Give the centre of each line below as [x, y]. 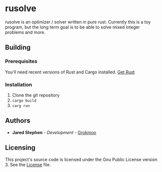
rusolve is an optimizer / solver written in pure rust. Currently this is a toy [78, 22]
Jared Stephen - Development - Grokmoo [54, 132]
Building [18, 47]
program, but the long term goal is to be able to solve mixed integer [72, 27]
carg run [21, 106]
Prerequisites [21, 61]
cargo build [24, 101]
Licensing [20, 148]
